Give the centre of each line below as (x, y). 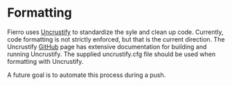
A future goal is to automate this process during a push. (87, 75)
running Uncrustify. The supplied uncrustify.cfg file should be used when (111, 54)
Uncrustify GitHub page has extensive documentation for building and (107, 46)
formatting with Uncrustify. (45, 61)
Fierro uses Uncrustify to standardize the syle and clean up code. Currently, (115, 32)
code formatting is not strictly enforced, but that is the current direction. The (116, 39)
